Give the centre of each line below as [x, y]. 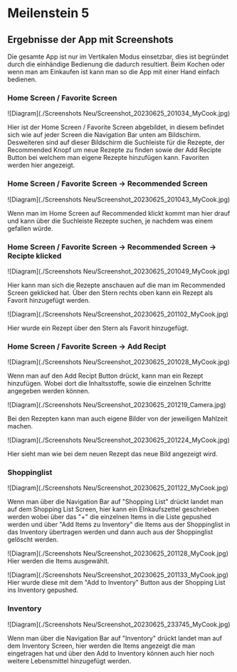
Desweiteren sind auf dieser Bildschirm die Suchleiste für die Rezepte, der [116, 142]
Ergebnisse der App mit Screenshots [90, 40]
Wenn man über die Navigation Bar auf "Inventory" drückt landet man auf [115, 638]
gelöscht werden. [33, 540]
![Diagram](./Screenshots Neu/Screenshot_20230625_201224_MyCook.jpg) [118, 440]
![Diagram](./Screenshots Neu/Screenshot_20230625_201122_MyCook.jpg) [118, 488]
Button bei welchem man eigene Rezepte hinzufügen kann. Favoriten [108, 158]
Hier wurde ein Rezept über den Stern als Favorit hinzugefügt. [98, 328]
